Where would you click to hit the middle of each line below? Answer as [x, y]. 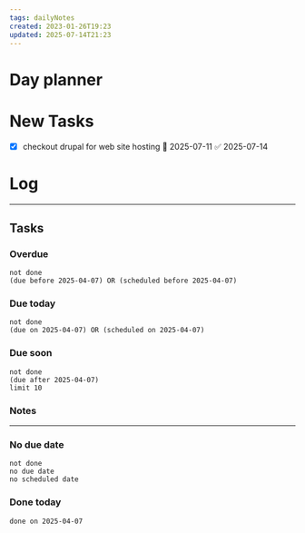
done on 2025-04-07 [46, 521]
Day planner [56, 79]
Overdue [29, 253]
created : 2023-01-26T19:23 [60, 26]
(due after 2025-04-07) [54, 380]
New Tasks [52, 121]
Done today [35, 502]
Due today [33, 303]
